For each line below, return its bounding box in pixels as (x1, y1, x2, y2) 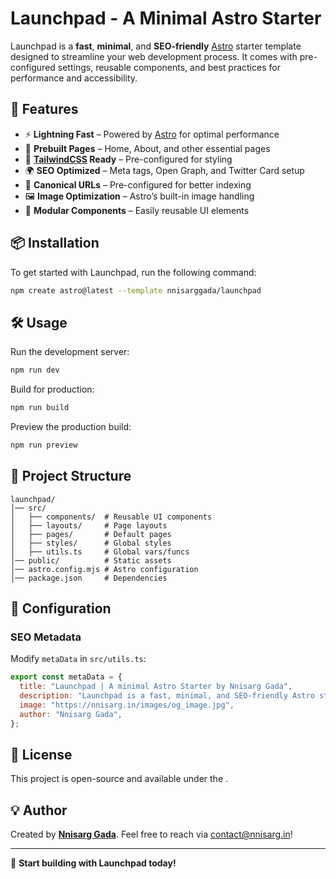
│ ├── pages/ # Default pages (10, 529, 172, 539)
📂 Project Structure (10, 468, 132, 485)
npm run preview (10, 440, 78, 450)
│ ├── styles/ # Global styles (10, 538, 172, 548)
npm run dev (10, 365, 60, 376)
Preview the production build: (10, 421, 132, 432)
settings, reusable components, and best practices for (57, 61, 281, 73)
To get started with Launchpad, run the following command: (10, 266, 257, 278)
